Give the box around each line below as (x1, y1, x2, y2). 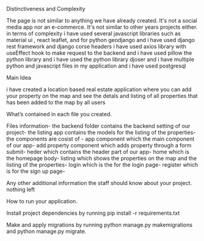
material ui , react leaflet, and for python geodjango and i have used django (6, 37, 195, 43)
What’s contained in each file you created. (6, 111, 112, 117)
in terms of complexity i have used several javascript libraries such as (6, 30, 181, 37)
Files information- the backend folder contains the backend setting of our (6, 122, 191, 130)
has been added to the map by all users (6, 99, 105, 106)
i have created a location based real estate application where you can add (6, 86, 192, 93)
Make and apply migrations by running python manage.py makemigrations (6, 222, 193, 228)
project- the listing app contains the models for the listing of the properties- (6, 129, 196, 136)
